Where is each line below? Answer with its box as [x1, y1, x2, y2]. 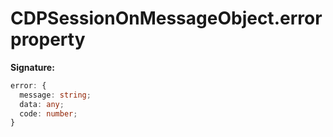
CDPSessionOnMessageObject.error [10, 7, 323, 30]
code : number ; [19, 108, 78, 119]
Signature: [10, 61, 55, 73]
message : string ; [19, 90, 92, 100]
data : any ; [19, 99, 65, 109]
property [10, 28, 86, 51]
